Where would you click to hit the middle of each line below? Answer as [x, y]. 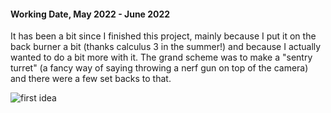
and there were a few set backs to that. [91, 79]
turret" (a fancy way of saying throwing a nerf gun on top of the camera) [159, 68]
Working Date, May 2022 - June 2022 [90, 14]
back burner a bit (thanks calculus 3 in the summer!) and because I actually [166, 47]
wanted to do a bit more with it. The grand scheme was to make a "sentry [161, 57]
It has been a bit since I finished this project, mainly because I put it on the [163, 36]
